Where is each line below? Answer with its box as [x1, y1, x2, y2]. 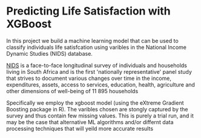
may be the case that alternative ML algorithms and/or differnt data [6, 118, 174, 125]
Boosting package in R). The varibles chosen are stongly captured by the [6, 105, 188, 113]
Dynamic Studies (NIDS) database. [6, 50, 93, 57]
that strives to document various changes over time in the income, [6, 74, 171, 82]
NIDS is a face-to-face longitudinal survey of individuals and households [6, 62, 188, 69]
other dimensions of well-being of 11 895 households [6, 87, 139, 94]
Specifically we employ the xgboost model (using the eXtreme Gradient [6, 99, 184, 107]
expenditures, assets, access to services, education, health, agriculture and [6, 80, 196, 88]
